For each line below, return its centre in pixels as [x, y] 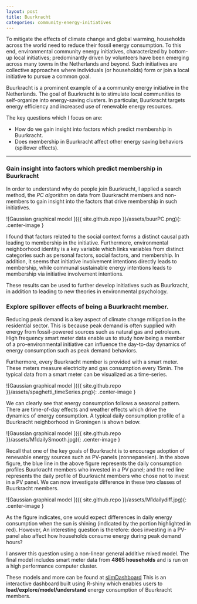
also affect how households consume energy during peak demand [101, 536]
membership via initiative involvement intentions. [65, 274]
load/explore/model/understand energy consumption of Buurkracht [89, 589]
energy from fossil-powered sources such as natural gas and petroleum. [94, 331]
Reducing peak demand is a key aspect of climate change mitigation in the [96, 319]
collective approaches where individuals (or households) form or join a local [98, 70]
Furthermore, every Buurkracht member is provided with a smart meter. [92, 362]
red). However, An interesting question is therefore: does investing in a [91, 530]
